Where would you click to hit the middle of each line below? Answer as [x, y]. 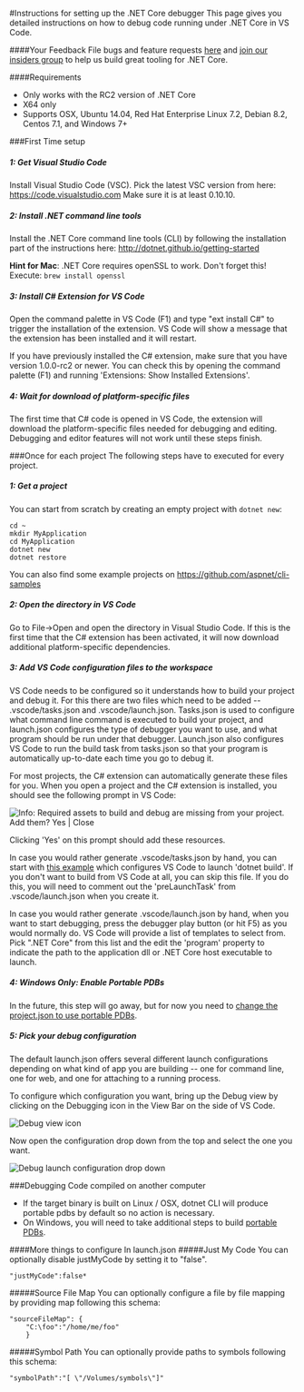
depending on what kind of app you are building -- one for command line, [147, 1068]
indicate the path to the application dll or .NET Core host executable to [141, 952]
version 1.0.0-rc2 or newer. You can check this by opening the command [145, 365]
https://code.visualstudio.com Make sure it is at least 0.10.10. [123, 194]
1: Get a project [39, 486]
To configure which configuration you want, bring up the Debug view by [144, 1096]
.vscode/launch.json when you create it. [84, 896]
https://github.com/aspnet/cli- [233, 574]
